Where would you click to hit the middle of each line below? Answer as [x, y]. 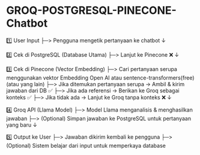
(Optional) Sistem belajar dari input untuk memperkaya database [86, 145]
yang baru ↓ [22, 125]
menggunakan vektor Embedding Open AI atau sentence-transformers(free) [100, 77]
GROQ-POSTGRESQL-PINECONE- [92, 11]
